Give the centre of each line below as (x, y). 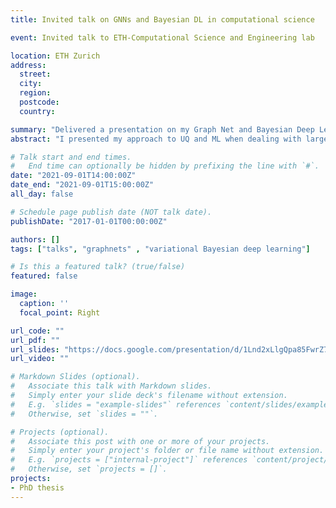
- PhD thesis (37, 487)
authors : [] (35, 239)
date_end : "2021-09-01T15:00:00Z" (82, 185)
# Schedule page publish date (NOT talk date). (111, 212)
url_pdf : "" (35, 340)
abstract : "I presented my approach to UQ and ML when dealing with (156, 139)
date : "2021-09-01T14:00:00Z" (73, 176)
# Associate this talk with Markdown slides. (111, 386)
